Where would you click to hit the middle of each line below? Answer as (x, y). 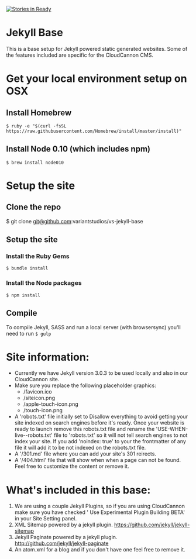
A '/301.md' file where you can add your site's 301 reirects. (85, 454)
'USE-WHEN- (172, 429)
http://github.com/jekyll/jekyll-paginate (62, 543)
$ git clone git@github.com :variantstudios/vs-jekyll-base (75, 221)
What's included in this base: (78, 490)
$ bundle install (27, 268)
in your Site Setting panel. (46, 519)
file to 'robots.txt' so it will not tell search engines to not (121, 435)
